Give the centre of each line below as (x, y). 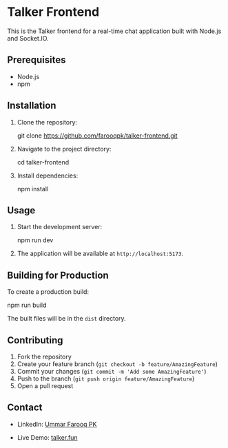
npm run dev (35, 240)
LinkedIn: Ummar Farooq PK (57, 424)
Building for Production (58, 275)
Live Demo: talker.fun (47, 437)
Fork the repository (44, 356)
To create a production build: (48, 292)
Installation (32, 106)
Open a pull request (45, 386)
